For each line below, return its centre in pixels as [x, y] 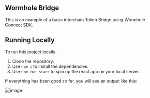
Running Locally [30, 40]
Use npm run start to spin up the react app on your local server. [76, 71]
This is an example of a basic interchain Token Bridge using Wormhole [75, 19]
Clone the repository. [33, 61]
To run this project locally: [31, 52]
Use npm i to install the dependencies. [50, 66]
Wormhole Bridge [32, 8]
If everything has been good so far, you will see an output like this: [71, 81]
